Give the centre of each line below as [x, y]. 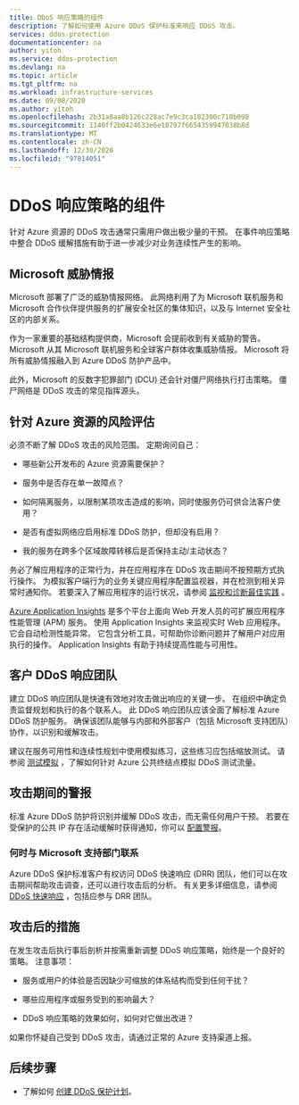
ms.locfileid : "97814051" [57, 158]
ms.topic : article [43, 76]
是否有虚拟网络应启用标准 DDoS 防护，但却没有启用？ [121, 532]
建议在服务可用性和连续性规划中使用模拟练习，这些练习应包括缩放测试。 [142, 751]
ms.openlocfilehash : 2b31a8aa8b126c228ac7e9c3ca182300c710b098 [129, 117]
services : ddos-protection [59, 34]
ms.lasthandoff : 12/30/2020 [62, 150]
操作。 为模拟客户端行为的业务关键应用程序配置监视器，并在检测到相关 [147, 581]
